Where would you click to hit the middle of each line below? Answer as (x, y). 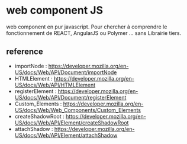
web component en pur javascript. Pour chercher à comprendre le (87, 27)
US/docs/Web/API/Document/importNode (66, 72)
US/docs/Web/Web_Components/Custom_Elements (78, 110)
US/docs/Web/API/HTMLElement (55, 85)
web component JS (55, 10)
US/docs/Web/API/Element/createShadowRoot (72, 123)
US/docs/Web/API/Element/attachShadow (66, 135)
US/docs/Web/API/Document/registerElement (70, 97)
